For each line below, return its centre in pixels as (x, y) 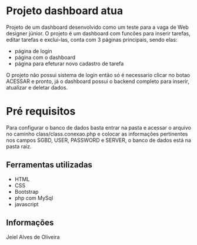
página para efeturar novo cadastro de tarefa (69, 64)
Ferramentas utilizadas (49, 165)
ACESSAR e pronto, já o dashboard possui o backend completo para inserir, (98, 81)
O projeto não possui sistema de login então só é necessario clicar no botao (98, 75)
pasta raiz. (19, 146)
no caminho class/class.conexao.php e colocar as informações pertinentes (97, 134)
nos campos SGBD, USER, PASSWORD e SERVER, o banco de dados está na (98, 140)
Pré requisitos (41, 112)
